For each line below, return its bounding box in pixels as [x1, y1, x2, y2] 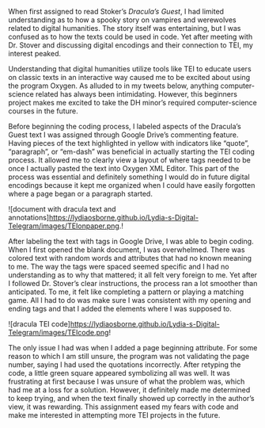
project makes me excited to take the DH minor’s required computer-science [8, 98, 257, 107]
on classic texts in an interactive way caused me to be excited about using [8, 73, 251, 82]
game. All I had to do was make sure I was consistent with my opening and [8, 296, 252, 304]
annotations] [8, 213, 50, 222]
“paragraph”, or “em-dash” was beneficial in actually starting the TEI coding [8, 147, 256, 156]
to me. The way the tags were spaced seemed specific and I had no [8, 262, 229, 271]
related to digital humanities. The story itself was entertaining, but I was [8, 24, 241, 32]
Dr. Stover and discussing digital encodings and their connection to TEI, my [8, 40, 253, 50]
